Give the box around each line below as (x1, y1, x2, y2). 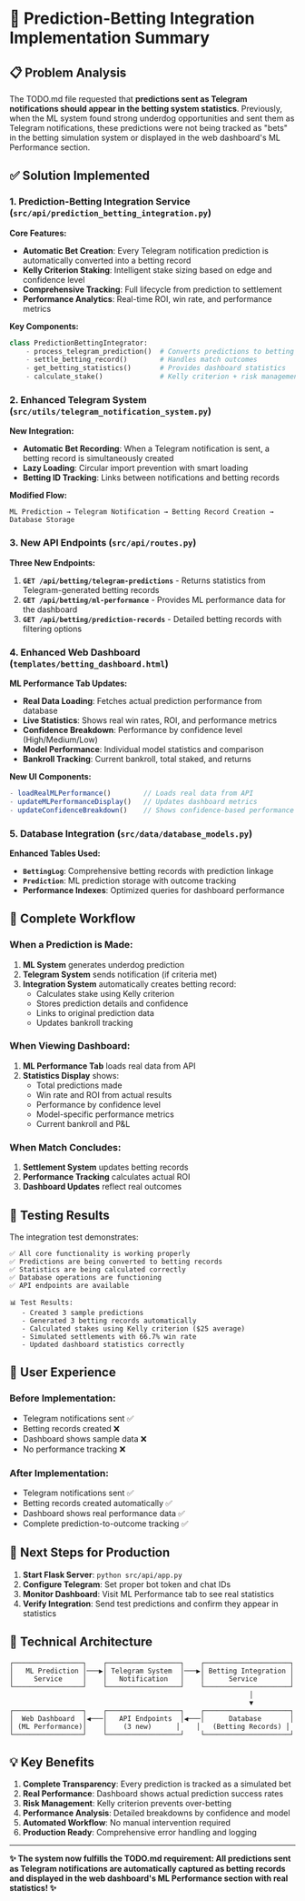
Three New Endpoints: (9, 557, 95, 568)
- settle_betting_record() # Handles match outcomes (25, 355, 258, 365)
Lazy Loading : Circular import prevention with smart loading (22, 463, 249, 474)
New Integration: (9, 426, 74, 437)
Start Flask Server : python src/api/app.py (22, 1569, 183, 1580)
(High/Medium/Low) (22, 734, 98, 745)
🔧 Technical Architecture (9, 1634, 152, 1650)
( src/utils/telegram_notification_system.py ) (9, 405, 212, 417)
